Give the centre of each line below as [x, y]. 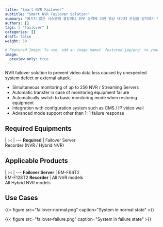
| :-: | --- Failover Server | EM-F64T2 [42, 172]
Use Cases [22, 198]
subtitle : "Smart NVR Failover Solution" [48, 14]
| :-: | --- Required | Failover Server [40, 140]
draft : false [18, 37]
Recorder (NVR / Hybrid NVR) [35, 145]
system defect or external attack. [38, 78]
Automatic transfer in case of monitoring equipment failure [71, 92]
